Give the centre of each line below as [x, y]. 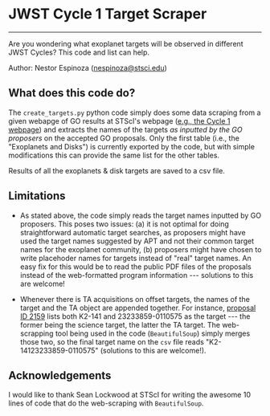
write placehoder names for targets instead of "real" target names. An [135, 258]
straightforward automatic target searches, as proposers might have [133, 232]
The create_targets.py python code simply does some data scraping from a [135, 112]
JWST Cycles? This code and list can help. [79, 52]
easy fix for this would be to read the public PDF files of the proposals [135, 267]
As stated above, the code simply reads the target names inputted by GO [141, 215]
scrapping [37, 333]
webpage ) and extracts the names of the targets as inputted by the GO [125, 129]
